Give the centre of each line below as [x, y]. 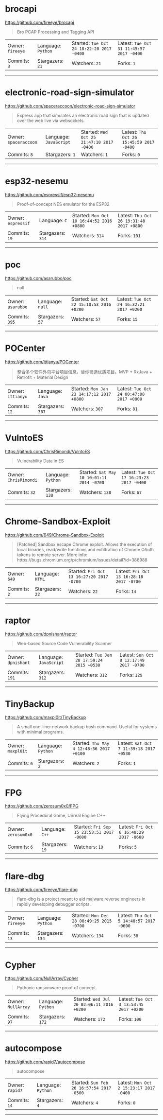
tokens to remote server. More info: [52, 555]
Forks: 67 [131, 492]
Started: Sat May [98, 472]
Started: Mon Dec [90, 916]
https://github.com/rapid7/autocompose [45, 1062]
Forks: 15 [127, 319]
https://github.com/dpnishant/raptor [41, 634]
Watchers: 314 [88, 235]
